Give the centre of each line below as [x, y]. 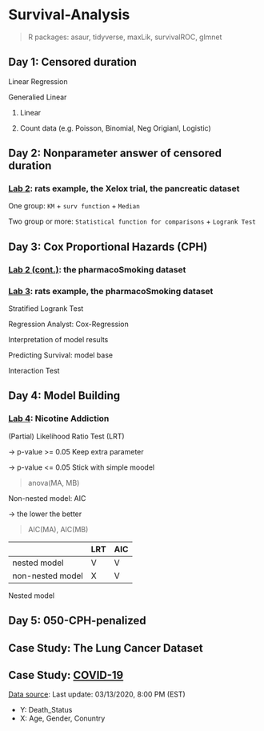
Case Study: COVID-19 [66, 675]
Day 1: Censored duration [73, 62]
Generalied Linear [38, 97]
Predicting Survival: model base [61, 355]
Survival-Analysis [69, 15]
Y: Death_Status [46, 710]
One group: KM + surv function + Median [74, 206]
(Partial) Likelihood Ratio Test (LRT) [67, 436]
